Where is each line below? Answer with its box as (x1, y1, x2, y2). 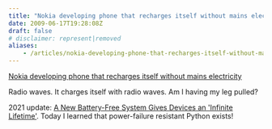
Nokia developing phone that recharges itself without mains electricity (8, 72, 242, 81)
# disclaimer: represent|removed (8, 34, 121, 43)
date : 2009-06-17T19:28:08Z (8, 19, 104, 27)
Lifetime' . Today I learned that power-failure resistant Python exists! (8, 111, 234, 121)
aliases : (8, 42, 38, 50)
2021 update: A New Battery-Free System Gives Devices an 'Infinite (8, 102, 233, 112)
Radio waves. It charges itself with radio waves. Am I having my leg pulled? (8, 87, 259, 97)
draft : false (8, 27, 53, 35)
